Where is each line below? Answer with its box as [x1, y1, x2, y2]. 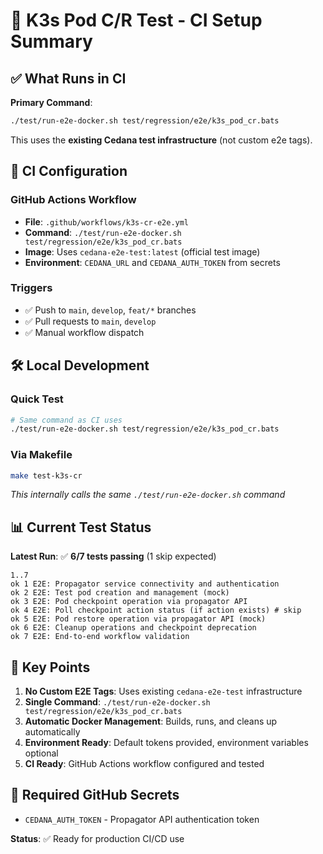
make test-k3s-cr [10, 470, 83, 481]
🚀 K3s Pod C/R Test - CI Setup [10, 9, 263, 32]
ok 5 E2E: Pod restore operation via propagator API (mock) [10, 614, 267, 624]
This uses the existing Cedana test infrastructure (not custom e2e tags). [10, 134, 313, 146]
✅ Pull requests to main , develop [24, 315, 157, 327]
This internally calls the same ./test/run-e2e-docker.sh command [10, 489, 286, 501]
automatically [24, 726, 81, 738]
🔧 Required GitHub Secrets [10, 787, 180, 804]
